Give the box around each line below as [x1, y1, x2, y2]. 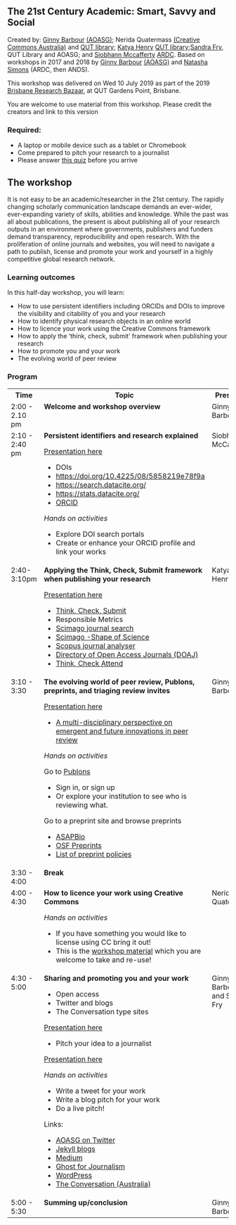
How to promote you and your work [17, 347, 121, 355]
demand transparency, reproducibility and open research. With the [7, 232, 200, 241]
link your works [55, 547, 107, 557]
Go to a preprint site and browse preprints [44, 815, 182, 825]
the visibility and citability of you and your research [17, 310, 166, 318]
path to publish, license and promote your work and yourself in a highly [7, 247, 214, 255]
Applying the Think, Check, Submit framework [44, 565, 203, 575]
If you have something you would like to [55, 928, 187, 938]
